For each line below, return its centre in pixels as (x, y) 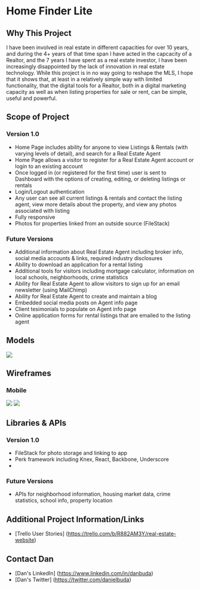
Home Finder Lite (49, 11)
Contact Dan (30, 559)
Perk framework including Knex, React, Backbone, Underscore (92, 459)
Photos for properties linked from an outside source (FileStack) (92, 223)
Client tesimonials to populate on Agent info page (76, 309)
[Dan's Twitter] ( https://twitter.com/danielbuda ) (73, 580)
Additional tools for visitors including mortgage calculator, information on (104, 271)
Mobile (16, 390)
